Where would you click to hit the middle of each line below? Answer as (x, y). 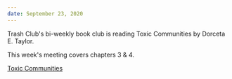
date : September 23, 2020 (45, 14)
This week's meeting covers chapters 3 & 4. (71, 55)
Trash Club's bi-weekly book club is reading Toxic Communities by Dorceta (116, 34)
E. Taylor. (21, 41)
